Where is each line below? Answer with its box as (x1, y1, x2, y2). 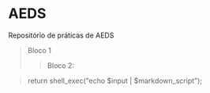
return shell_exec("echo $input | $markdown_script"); (27, 76, 203, 85)
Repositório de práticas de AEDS (8, 30, 114, 40)
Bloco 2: (47, 60, 75, 70)
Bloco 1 (27, 45, 51, 55)
